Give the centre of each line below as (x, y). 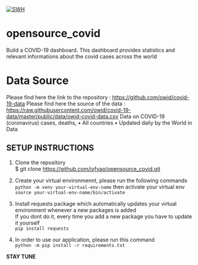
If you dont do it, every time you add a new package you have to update (103, 216)
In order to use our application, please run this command (85, 239)
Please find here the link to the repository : (59, 97)
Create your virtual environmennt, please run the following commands (101, 180)
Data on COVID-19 (142, 116)
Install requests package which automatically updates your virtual (96, 203)
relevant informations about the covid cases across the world (82, 56)
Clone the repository (40, 162)
